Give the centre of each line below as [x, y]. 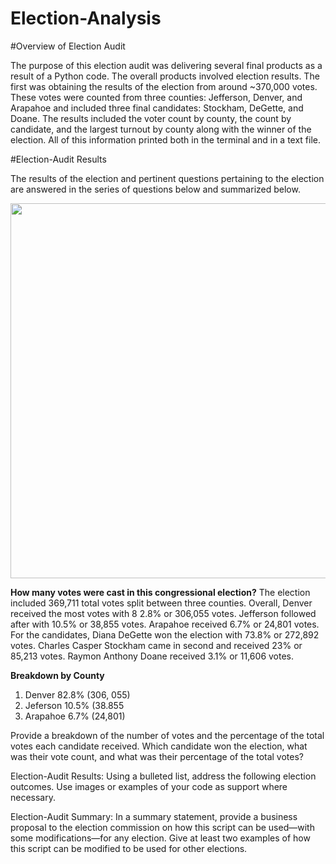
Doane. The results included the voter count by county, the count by [151, 118]
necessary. [33, 797]
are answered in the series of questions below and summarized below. [155, 189]
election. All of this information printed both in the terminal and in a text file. [166, 139]
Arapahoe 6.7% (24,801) [75, 716]
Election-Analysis [86, 18]
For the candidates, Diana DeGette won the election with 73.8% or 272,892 [165, 634]
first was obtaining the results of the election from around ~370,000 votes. [164, 86]
